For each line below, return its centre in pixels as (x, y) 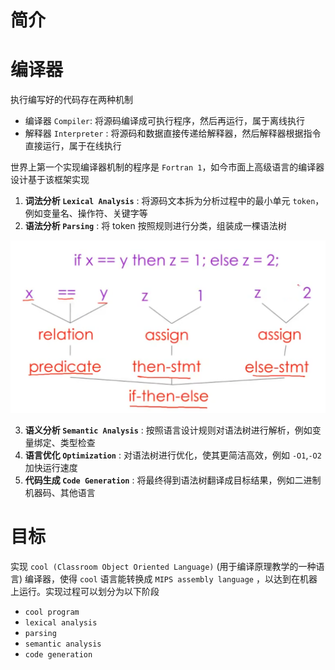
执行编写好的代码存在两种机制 (71, 100)
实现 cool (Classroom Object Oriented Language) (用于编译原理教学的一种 (163, 566)
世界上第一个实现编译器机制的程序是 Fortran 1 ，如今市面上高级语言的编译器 (167, 167)
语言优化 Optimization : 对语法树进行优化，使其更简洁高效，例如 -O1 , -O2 (173, 455)
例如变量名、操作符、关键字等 (86, 213)
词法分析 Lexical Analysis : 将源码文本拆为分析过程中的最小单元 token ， (174, 201)
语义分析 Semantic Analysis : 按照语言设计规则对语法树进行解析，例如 (168, 430)
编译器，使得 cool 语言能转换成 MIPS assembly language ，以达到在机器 (171, 578)
